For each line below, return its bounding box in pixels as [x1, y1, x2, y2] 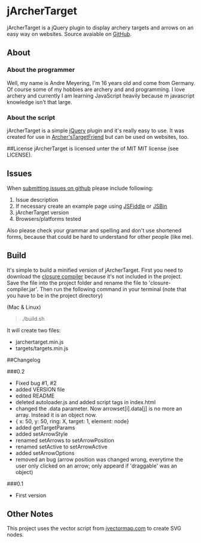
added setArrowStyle [15, 430, 68, 438]
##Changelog [7, 356, 41, 363]
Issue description [15, 196, 59, 203]
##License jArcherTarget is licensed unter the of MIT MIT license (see [7, 145, 179, 152]
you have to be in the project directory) [7, 292, 103, 299]
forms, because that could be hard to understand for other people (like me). [7, 233, 193, 240]
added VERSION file [15, 386, 65, 393]
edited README [15, 392, 55, 399]
